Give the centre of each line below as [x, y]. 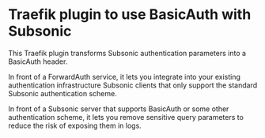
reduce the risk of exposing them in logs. [75, 125]
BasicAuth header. [38, 62]
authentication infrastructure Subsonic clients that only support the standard [133, 85]
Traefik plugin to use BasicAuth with [130, 15]
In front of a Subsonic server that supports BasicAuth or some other [119, 109]
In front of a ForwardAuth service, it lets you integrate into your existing [125, 76]
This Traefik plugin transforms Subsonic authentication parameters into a [127, 53]
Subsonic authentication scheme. [62, 93]
